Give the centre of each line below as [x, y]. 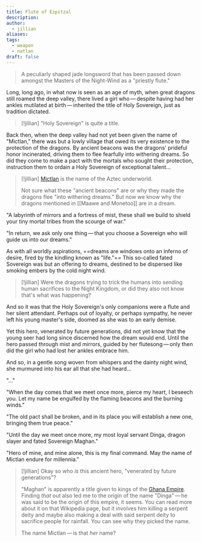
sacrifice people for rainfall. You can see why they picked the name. [105, 521]
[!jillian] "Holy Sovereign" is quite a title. [70, 123]
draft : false [23, 57]
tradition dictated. [28, 111]
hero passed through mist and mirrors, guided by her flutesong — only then [100, 344]
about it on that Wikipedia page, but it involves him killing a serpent [104, 508]
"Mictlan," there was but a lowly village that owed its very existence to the [98, 141]
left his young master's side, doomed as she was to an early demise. [91, 319]
